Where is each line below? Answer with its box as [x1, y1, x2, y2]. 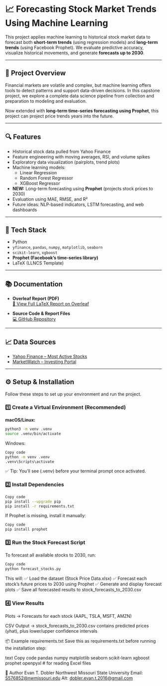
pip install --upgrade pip [5, 499, 61, 504]
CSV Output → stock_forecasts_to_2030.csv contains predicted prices [5, 623, 149, 629]
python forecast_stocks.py [5, 566, 61, 571]
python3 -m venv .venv [5, 426, 52, 432]
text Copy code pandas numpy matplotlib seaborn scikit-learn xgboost [5, 655, 150, 661]
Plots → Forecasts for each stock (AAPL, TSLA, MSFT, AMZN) [5, 613, 132, 619]
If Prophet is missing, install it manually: [5, 513, 86, 519]
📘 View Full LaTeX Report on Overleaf [12, 301, 89, 307]
